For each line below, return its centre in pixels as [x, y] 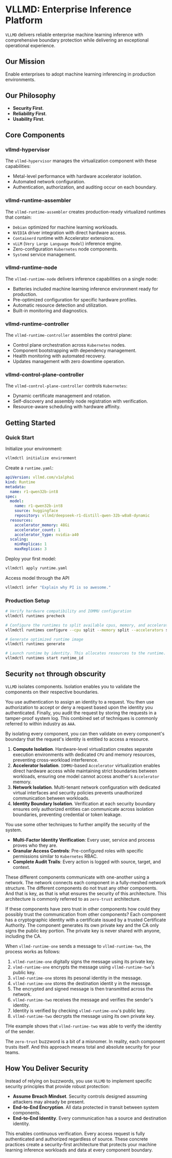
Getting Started [30, 423]
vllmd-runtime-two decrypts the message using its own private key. [84, 1016]
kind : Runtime [20, 482]
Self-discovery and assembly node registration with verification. [80, 401]
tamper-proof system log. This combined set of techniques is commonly [81, 718]
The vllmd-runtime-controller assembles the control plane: [69, 335]
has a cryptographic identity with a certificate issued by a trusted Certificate [86, 920]
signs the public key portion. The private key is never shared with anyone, [83, 931]
